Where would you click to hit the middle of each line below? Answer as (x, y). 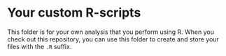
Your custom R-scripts (74, 13)
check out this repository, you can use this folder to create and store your (113, 39)
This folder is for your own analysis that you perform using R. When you (111, 32)
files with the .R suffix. (40, 46)
